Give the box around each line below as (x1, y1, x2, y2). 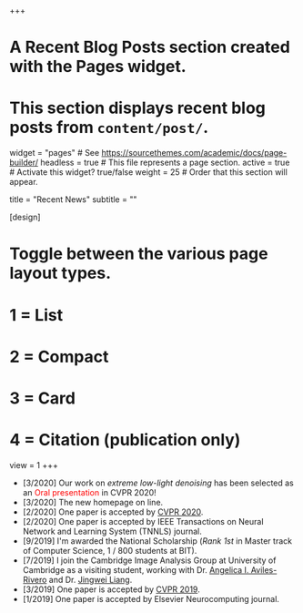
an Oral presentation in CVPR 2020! (22, 486, 157, 497)
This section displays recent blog (9, 97, 267, 118)
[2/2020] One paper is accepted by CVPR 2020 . (22, 506, 204, 517)
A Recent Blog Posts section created (9, 37, 291, 57)
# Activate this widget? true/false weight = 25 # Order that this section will (9, 167, 288, 178)
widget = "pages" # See (9, 148, 100, 158)
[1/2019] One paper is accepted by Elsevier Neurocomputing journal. (22, 593, 280, 604)
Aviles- (250, 564, 278, 575)
